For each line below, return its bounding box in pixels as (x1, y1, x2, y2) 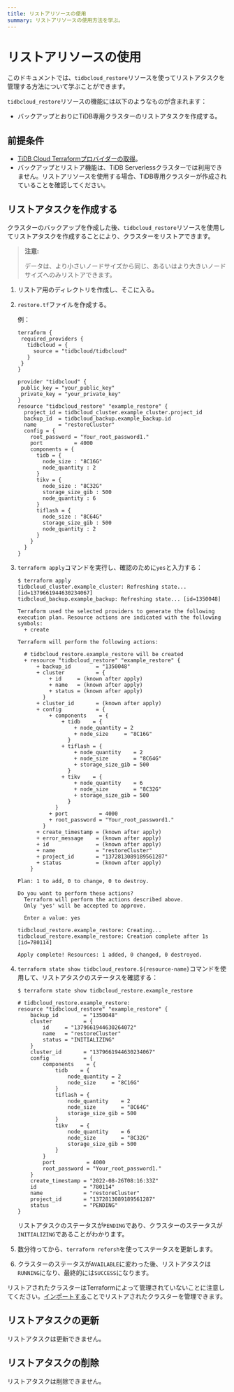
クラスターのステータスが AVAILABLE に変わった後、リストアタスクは (17, 1260, 211, 1269)
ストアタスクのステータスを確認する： (47, 974, 159, 982)
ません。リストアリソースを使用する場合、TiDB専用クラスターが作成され (17, 172, 227, 181)
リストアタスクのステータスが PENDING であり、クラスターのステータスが (17, 1221, 223, 1230)
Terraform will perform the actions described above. (24, 896, 184, 903)
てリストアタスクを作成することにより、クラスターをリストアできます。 (7, 232, 214, 240)
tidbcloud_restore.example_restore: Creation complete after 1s (17, 933, 209, 940)
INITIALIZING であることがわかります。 (17, 1230, 129, 1239)
